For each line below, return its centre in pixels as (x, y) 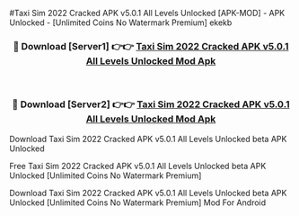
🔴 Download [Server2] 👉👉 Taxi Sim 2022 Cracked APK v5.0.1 (151, 104)
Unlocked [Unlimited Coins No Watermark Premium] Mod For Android (138, 202)
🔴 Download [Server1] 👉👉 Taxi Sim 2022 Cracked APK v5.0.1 (151, 46)
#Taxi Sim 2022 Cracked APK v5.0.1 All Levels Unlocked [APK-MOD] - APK (147, 13)
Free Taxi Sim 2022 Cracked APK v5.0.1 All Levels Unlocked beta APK (138, 166)
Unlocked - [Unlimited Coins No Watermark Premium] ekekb (121, 22)
